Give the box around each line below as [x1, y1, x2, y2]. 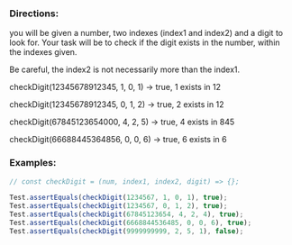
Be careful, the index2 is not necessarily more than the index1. [9, 64, 241, 75]
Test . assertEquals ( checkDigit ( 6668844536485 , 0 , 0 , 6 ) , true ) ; [9, 219, 252, 228]
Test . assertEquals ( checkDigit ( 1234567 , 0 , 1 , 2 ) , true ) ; [9, 202, 228, 211]
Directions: [9, 7, 59, 20]
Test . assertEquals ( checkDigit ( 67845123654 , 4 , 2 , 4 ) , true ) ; [9, 210, 244, 219]
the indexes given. [9, 47, 78, 58]
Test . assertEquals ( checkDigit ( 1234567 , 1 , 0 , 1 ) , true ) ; [9, 193, 228, 203]
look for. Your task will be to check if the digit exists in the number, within [9, 37, 281, 48]
